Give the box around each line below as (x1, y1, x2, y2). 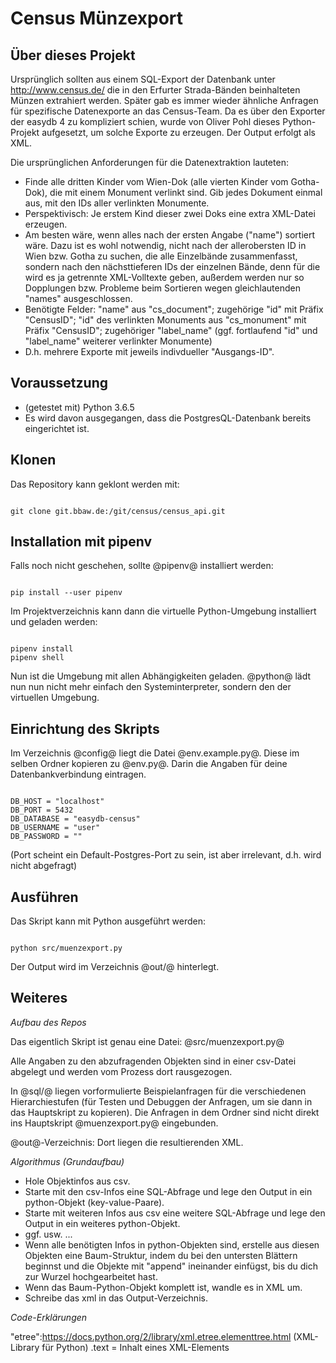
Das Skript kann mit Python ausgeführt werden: (10, 915, 206, 927)
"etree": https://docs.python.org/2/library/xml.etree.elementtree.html (10, 1330, 292, 1342)
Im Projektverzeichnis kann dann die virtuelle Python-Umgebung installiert (10, 605, 317, 617)
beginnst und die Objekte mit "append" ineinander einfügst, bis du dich (24, 1260, 318, 1272)
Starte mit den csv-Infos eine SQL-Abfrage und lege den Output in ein (24, 1185, 313, 1197)
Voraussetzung (10, 375, 108, 392)
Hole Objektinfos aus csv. (24, 1175, 131, 1187)
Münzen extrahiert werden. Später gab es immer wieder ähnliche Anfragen (10, 95, 319, 106)
